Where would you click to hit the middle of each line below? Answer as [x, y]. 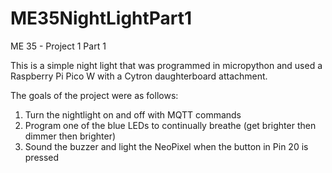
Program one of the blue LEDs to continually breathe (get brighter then [170, 125]
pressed [42, 157]
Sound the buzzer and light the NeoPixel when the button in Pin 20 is [166, 146]
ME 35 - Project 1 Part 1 [58, 46]
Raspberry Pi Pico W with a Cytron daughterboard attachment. [139, 76]
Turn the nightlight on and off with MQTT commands [133, 114]
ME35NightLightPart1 [101, 18]
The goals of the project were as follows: [94, 95]
